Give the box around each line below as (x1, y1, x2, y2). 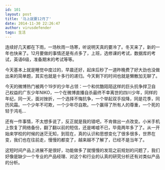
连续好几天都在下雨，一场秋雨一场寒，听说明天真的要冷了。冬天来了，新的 (5, 44, 156, 50)
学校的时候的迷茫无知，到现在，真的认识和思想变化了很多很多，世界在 (13, 131, 156, 137)
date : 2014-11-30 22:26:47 (5, 21, 60, 26)
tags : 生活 (5, 30, 26, 35)
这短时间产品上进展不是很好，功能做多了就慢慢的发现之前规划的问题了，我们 (5, 147, 160, 153)
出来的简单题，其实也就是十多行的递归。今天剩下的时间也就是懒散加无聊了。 (5, 73, 160, 79)
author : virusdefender (5, 26, 52, 30)
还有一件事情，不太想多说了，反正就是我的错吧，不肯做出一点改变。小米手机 (5, 118, 160, 124)
